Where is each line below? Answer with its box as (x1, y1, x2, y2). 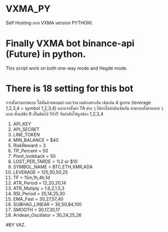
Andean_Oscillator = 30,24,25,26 (13, 212, 82, 218)
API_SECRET (13, 126, 40, 132)
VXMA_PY (6, 3, 51, 15)
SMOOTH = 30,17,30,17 (13, 206, 61, 212)
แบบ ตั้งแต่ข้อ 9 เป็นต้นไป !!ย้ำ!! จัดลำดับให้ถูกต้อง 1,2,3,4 (6, 110, 104, 117)
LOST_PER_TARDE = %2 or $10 (13, 158, 78, 164)
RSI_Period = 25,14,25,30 (13, 190, 65, 197)
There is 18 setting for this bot (6, 83, 134, 94)
